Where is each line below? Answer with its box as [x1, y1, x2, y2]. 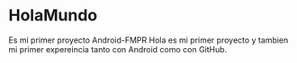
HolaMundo [8, 5, 98, 26]
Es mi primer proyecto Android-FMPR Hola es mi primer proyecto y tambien [8, 35, 289, 45]
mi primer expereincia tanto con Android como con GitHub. [8, 43, 228, 54]
